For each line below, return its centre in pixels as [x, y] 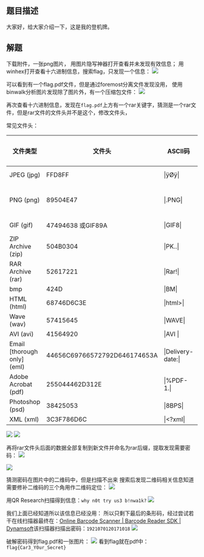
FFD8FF [58, 174]
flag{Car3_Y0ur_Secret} [36, 547]
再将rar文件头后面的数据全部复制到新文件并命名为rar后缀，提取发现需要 [96, 447]
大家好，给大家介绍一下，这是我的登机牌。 [59, 27]
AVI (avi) [22, 334]
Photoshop [25, 402]
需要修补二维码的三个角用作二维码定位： [57, 487]
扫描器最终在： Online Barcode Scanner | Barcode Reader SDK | [101, 520]
